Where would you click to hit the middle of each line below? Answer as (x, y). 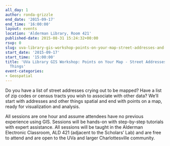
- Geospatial (19, 76)
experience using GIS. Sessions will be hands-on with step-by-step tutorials (84, 122)
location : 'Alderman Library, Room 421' (49, 33)
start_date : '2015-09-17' (32, 52)
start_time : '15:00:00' (30, 57)
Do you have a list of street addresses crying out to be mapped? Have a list (83, 90)
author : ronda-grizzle (29, 15)
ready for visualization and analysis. (42, 106)
